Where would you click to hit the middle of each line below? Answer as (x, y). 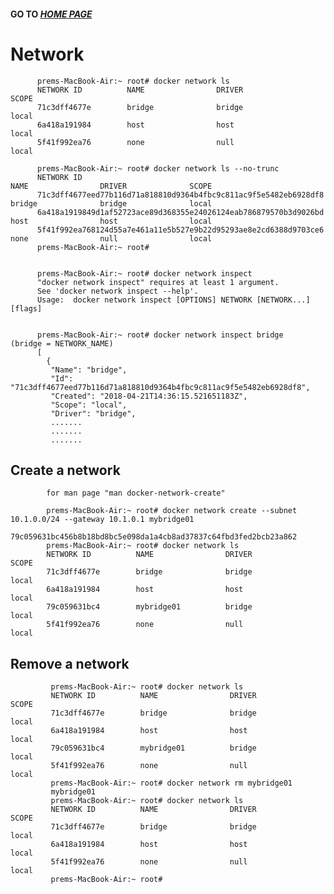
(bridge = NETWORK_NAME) (62, 343)
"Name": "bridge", (89, 370)
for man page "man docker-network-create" (136, 493)
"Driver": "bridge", (93, 413)
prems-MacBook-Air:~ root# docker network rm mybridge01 (171, 783)
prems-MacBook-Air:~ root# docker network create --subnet (172, 511)
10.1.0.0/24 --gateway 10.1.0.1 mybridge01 (102, 520)
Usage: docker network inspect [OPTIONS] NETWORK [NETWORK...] (173, 300)
